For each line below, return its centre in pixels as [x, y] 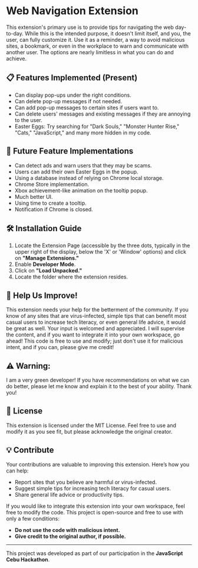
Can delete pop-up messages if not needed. [68, 101]
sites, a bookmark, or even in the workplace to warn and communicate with [98, 46]
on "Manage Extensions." [47, 258]
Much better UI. [34, 196]
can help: [17, 471]
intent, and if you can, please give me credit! [60, 347]
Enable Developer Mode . [45, 264]
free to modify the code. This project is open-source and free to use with [95, 512]
